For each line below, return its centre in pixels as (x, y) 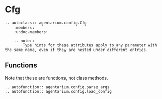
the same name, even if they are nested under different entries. (76, 49)
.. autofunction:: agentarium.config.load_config (58, 91)
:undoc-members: (31, 32)
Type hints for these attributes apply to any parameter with (90, 45)
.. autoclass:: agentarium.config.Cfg (46, 23)
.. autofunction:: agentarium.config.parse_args (57, 87)
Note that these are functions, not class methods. (56, 78)
